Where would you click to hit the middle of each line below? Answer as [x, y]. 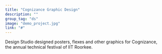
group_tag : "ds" [22, 19]
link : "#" [15, 28]
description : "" [22, 14]
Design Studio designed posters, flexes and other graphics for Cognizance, [81, 42]
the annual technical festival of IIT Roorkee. [49, 47]
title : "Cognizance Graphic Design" [42, 10]
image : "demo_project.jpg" [33, 23]
